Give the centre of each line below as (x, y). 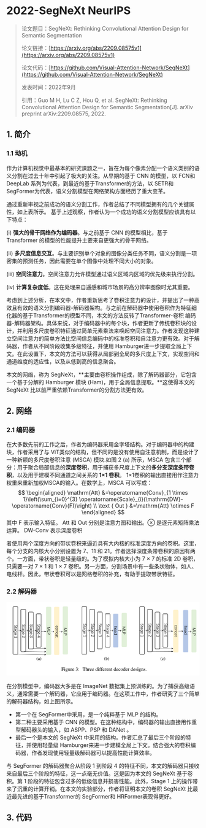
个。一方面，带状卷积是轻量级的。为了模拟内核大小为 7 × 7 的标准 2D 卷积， (103, 559)
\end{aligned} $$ (103, 513)
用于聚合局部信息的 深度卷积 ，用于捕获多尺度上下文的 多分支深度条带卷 (105, 468)
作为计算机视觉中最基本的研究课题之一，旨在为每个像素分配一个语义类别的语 (103, 168)
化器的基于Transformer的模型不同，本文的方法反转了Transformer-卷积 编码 (101, 315)
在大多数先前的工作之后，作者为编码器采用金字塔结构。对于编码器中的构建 (100, 444)
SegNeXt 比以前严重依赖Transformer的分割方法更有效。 (77, 390)
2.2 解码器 (22, 592)
